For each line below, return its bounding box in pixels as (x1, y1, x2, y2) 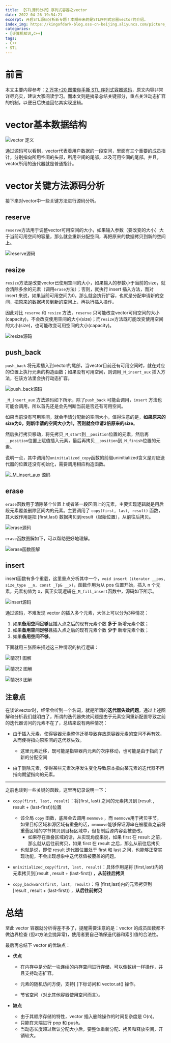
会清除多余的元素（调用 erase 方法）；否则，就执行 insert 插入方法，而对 (5, 286, 154, 293)
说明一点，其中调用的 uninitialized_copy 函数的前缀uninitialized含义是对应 (5, 454, 161, 460)
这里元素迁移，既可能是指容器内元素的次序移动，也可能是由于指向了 (20, 748, 163, 754)
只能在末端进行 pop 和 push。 (20, 1020, 83, 1026)
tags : (5, 36, 17, 41)
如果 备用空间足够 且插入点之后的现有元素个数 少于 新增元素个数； (12, 627, 149, 633)
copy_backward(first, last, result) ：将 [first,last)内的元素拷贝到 (12, 881, 152, 887)
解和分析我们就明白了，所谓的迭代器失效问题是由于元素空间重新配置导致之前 (5, 713, 166, 720)
